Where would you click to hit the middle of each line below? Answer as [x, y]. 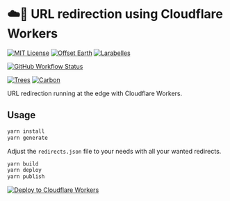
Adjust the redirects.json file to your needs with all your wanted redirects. [114, 151]
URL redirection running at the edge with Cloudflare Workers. [95, 93]
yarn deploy [24, 170]
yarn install [26, 131]
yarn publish [26, 177]
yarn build [23, 164]
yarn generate [28, 138]
